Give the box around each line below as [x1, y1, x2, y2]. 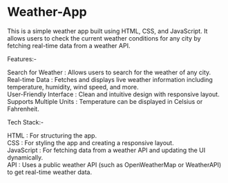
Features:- [7, 54, 37, 63]
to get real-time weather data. [7, 168, 92, 176]
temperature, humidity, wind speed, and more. [7, 83, 140, 91]
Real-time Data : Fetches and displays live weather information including [7, 75, 213, 83]
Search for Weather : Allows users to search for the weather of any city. [7, 68, 211, 76]
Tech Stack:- [7, 118, 44, 126]
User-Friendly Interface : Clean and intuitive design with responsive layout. [7, 90, 220, 98]
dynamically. [7, 153, 44, 162]
